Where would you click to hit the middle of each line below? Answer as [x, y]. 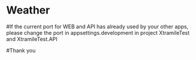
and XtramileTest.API [32, 39]
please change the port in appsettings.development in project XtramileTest [98, 32]
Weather [28, 10]
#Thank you [21, 50]
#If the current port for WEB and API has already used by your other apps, [97, 26]
